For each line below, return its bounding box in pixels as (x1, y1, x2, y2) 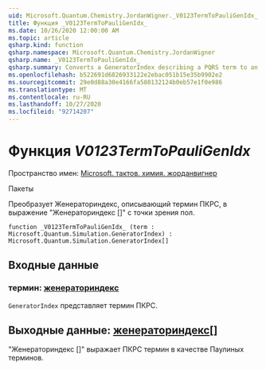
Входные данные (8, 259, 100, 272)
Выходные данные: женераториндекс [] (8, 324, 218, 337)
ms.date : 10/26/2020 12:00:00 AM (8, 26, 119, 34)
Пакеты (8, 184, 34, 193)
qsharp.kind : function (8, 41, 84, 49)
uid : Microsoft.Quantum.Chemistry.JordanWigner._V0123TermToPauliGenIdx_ (8, 11, 259, 20)
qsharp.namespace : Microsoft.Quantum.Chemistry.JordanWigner (8, 49, 216, 56)
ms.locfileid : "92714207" (8, 108, 94, 116)
